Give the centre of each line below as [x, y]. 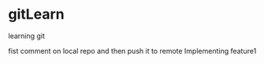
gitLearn [36, 14]
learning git [27, 36]
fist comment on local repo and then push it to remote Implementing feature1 [132, 51]
